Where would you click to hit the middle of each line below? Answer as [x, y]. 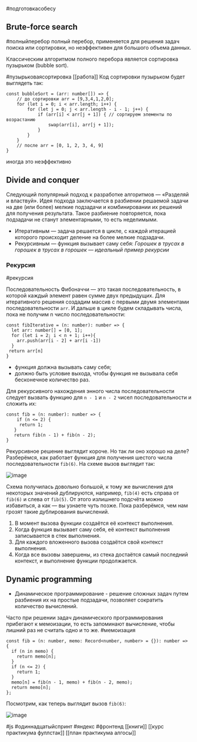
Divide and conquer [43, 180]
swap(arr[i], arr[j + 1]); [81, 125]
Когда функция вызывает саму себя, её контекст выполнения [92, 529]
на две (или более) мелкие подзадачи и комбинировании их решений [94, 207]
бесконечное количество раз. [52, 380]
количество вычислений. [46, 606]
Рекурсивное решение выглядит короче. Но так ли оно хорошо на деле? [98, 451]
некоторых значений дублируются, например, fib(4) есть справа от [93, 493]
